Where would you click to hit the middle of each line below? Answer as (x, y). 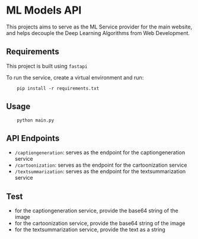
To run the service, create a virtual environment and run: (75, 77)
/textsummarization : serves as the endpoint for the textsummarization (100, 171)
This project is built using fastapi (47, 66)
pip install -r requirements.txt (58, 88)
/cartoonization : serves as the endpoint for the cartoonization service (101, 165)
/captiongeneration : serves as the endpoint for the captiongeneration (100, 152)
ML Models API (44, 10)
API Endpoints (33, 138)
